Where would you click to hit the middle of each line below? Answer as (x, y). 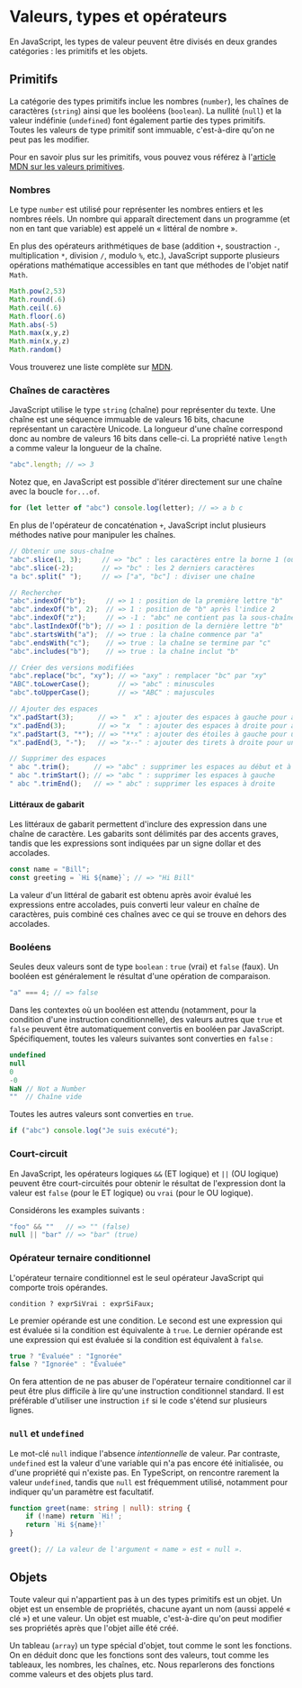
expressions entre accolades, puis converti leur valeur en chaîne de (135, 904)
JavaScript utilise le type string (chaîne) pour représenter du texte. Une (142, 410)
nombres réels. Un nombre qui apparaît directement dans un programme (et (150, 219)
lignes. (22, 1411)
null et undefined (47, 1434)
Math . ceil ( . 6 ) (36, 308)
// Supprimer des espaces (58, 758)
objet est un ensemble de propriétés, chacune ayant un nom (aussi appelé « (150, 1609)
